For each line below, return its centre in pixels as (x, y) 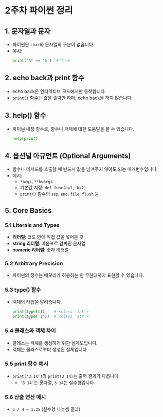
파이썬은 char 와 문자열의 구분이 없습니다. (53, 44)
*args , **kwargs (36, 182)
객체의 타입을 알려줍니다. (37, 302)
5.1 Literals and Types (32, 225)
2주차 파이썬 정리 (39, 11)
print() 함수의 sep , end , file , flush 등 (59, 194)
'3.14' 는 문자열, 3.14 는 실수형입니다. (58, 382)
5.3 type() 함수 (23, 290)
